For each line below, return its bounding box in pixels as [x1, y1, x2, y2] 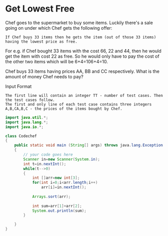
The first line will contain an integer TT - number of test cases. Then [5, 93, 163, 98]
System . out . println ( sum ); [32, 208, 87, 213]
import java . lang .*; [5, 120, 49, 125]
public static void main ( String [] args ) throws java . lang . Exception [14, 143, 163, 148]
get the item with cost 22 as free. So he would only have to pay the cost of [5, 53, 159, 59]
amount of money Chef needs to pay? [5, 73, 84, 79]
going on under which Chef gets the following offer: [5, 25, 112, 31]
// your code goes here [23, 152, 73, 157]
